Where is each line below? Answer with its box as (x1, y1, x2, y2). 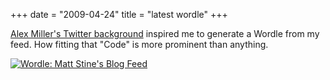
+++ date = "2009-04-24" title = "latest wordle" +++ (10, 9, 228, 20)
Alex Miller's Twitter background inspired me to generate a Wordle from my (10, 28, 320, 39)
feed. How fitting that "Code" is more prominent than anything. (10, 39, 269, 50)
